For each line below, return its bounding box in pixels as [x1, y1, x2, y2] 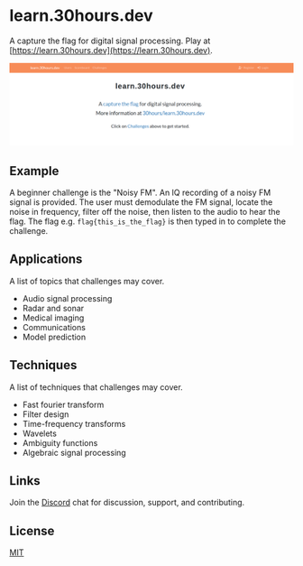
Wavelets [22, 428, 57, 439]
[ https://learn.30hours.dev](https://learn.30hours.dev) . [9, 44, 214, 55]
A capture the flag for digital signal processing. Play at [9, 35, 211, 46]
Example [9, 163, 60, 179]
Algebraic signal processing [22, 447, 126, 458]
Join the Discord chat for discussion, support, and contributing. [9, 497, 245, 508]
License [9, 523, 55, 538]
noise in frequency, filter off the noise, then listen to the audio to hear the [9, 206, 281, 217]
